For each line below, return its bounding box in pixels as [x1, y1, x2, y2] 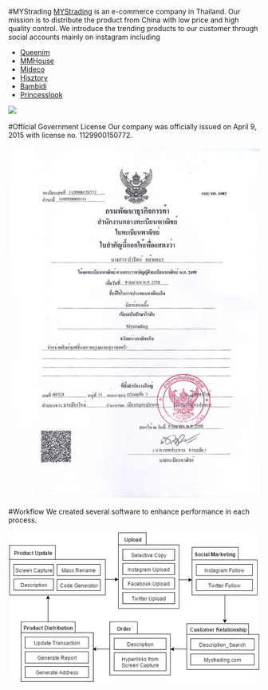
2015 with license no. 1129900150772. [8, 131, 133, 140]
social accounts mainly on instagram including [8, 32, 161, 41]
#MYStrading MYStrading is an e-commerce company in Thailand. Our [8, 7, 241, 16]
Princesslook [19, 90, 63, 99]
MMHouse [19, 56, 54, 65]
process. [8, 515, 37, 525]
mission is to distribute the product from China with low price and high [8, 15, 239, 25]
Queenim [19, 48, 50, 57]
